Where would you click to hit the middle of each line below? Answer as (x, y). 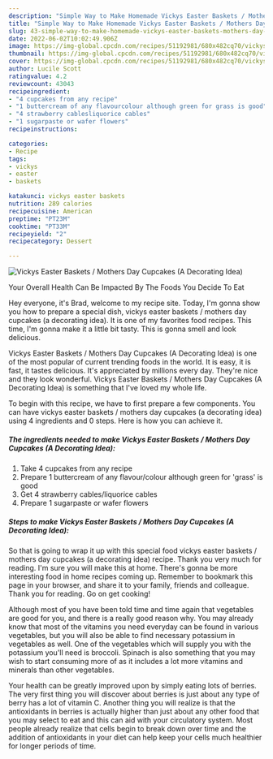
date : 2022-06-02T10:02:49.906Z (63, 39)
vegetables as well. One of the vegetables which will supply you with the (130, 644)
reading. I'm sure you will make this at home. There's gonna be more (123, 568)
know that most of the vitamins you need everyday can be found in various (134, 627)
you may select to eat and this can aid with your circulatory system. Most (131, 720)
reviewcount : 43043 (41, 84)
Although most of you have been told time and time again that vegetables (131, 610)
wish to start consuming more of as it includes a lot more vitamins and (126, 662)
